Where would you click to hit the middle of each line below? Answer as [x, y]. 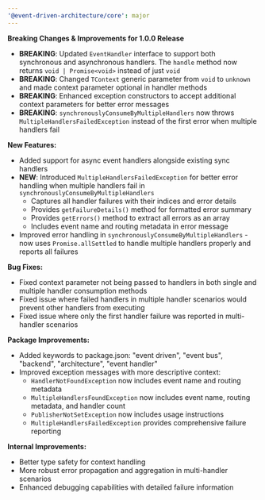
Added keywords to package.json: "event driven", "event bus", [121, 355]
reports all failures [48, 252]
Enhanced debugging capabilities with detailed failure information [126, 487]
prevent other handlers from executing [82, 307]
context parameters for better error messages [94, 104]
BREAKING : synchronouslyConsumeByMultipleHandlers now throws [127, 113]
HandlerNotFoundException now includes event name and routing [136, 380]
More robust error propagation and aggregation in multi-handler [123, 470]
